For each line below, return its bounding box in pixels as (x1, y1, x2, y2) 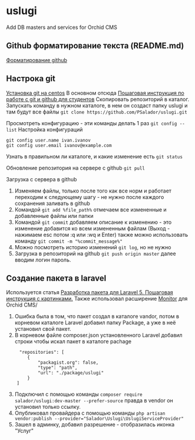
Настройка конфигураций (18, 126, 83, 133)
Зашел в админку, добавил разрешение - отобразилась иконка (14, 421, 175, 428)
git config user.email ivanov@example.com (6, 142, 112, 148)
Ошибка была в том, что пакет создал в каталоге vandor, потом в (14, 313, 180, 320)
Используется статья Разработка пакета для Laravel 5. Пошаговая (6, 289, 174, 296)
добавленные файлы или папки (14, 212, 94, 219)
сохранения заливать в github (14, 200, 90, 207)
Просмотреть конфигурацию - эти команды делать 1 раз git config (6, 119, 177, 126)
